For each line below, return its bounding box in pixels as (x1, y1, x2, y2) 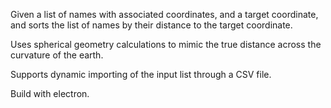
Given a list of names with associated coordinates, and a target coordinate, (10, 9, 319, 20)
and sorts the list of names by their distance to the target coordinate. (10, 19, 293, 31)
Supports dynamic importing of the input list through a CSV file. (10, 69, 272, 80)
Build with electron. (10, 88, 90, 99)
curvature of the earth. (10, 49, 104, 61)
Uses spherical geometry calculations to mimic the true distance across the (10, 39, 322, 50)
